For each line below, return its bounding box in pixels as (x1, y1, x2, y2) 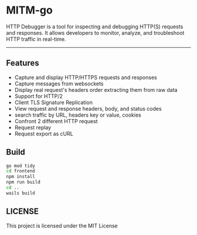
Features (6, 58, 39, 68)
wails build (6, 190, 35, 196)
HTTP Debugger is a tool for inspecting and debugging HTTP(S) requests (6, 23, 184, 30)
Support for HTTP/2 (14, 92, 63, 100)
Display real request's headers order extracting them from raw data (14, 86, 178, 93)
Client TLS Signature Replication (14, 98, 93, 106)
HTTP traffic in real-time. (6, 35, 66, 42)
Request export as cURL (14, 130, 73, 137)
